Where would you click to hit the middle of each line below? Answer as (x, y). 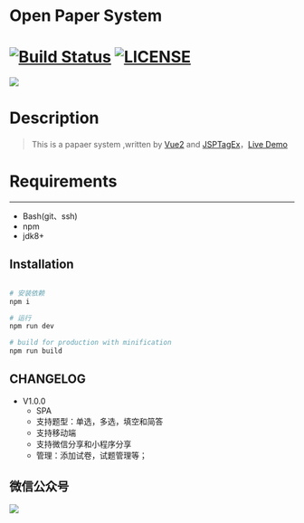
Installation (42, 265)
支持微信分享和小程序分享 (84, 443)
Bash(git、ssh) (50, 216)
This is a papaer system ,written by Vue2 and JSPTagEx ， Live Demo (159, 145)
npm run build (36, 351)
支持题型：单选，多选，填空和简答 (100, 421)
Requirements (63, 181)
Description (54, 118)
